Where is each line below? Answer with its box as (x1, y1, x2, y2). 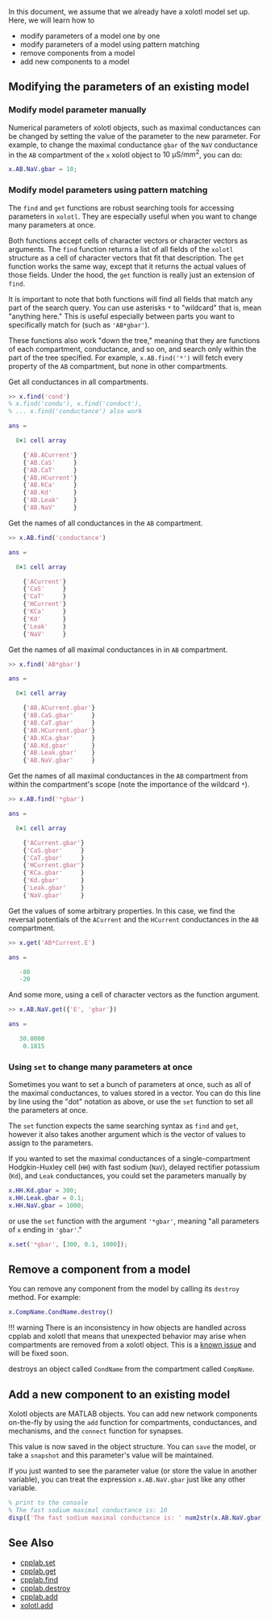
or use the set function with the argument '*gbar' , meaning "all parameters (8, 1216, 260, 1226)
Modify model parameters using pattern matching (8, 185, 208, 196)
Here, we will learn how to (8, 15, 95, 25)
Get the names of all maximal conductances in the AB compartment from (8, 771, 248, 781)
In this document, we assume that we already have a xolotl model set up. (8, 7, 250, 16)
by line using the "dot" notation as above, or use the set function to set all (8, 1097, 254, 1106)
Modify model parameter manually (8, 104, 147, 115)
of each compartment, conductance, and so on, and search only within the (8, 344, 256, 353)
